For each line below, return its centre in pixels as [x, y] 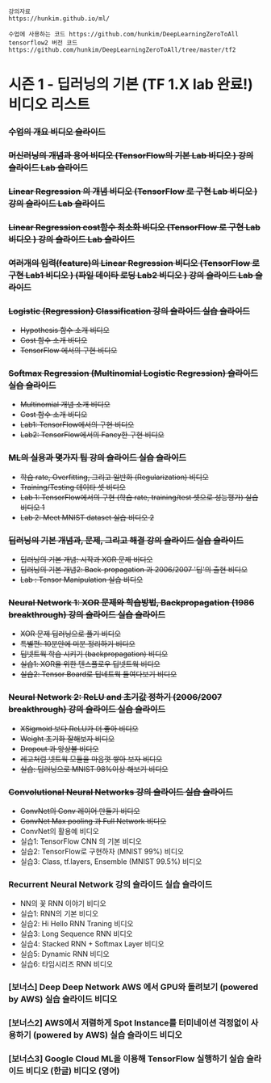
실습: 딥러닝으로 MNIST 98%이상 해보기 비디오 [94, 769]
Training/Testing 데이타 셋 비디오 [73, 487]
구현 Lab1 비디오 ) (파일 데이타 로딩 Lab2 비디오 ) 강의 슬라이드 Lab [131, 275]
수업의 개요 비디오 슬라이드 [57, 132]
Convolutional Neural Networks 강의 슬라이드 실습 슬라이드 [121, 792]
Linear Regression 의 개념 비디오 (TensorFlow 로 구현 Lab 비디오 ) [133, 191]
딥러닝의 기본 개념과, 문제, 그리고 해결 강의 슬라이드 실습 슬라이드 [126, 540]
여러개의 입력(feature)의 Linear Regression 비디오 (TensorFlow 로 [134, 263]
